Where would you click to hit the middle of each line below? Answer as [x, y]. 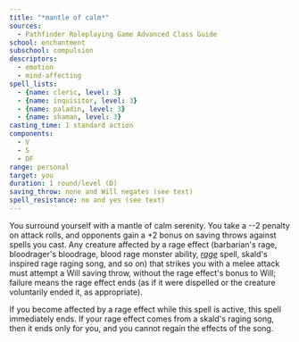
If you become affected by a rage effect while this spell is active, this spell [145, 309]
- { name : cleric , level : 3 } [70, 92]
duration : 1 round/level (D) [63, 184]
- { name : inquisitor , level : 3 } [78, 100]
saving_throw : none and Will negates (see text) [101, 192]
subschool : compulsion [51, 51]
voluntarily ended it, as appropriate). [76, 292]
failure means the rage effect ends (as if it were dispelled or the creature [142, 282]
